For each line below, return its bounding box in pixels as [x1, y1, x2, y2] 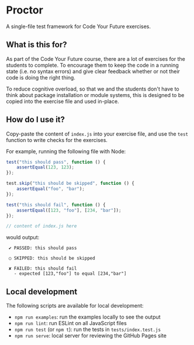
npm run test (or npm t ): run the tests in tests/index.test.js [14, 326, 161, 333]
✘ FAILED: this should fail [8, 265, 77, 272]
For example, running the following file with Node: [6, 147, 126, 155]
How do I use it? [6, 115, 65, 125]
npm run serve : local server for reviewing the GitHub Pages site [14, 332, 167, 339]
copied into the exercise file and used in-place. [6, 98, 119, 105]
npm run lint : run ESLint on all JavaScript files [14, 320, 127, 327]
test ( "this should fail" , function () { [6, 202, 106, 208]
